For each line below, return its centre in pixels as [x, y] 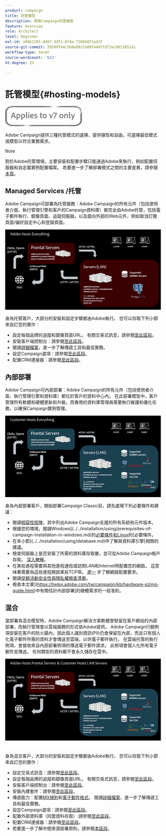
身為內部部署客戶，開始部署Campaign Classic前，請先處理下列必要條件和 [80, 506]
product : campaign [24, 10]
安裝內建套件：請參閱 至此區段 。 [45, 791]
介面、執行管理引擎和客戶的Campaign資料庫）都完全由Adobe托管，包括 [83, 210]
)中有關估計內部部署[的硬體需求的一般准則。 [79, 591]
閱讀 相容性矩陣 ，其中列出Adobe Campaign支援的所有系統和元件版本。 [84, 522]
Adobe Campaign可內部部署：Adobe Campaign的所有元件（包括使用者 [77, 390]
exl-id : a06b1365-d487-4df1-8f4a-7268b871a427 [54, 42]
